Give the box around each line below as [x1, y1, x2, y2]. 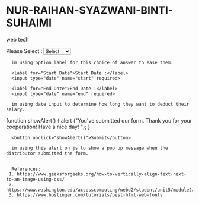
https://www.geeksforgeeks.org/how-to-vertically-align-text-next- [17, 171, 187, 177]
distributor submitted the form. [6, 150, 89, 156]
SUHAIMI [6, 16, 52, 30]
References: [11, 166, 41, 172]
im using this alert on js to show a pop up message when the [11, 145, 168, 151]
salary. [6, 106, 25, 112]
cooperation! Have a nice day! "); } [6, 123, 91, 130]
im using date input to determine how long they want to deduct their [11, 101, 190, 107]
